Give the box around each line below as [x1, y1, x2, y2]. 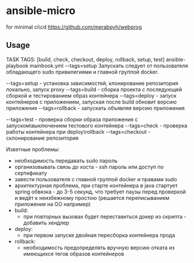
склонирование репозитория [6, 134, 79, 141]
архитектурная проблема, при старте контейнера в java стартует [14, 182, 178, 189]
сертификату [14, 169, 47, 177]
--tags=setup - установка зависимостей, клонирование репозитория [6, 79, 178, 86]
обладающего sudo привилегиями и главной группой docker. [6, 68, 159, 75]
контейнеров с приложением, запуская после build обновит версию [6, 98, 177, 105]
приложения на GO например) [14, 200, 91, 207]
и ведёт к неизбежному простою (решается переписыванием [14, 194, 169, 201]
